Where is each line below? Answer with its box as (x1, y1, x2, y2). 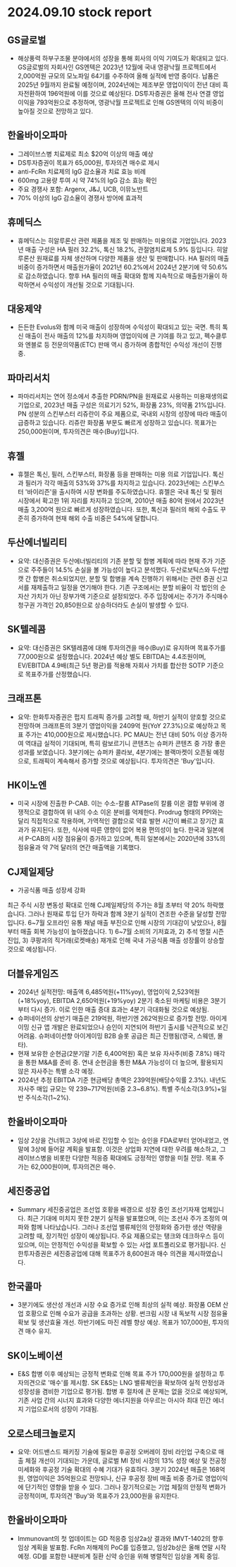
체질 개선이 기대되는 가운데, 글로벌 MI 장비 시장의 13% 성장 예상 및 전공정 (25, 1456, 227, 1465)
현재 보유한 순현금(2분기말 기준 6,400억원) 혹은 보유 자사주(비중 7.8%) (17, 1049, 213, 1057)
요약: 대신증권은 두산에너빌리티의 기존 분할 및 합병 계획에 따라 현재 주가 (17, 556, 213, 565)
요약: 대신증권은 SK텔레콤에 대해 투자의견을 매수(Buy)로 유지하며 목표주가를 (17, 643, 226, 652)
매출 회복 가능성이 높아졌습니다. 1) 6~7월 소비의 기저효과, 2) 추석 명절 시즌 (20, 928, 224, 936)
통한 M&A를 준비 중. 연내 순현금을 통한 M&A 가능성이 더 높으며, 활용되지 (25, 1058, 223, 1067)
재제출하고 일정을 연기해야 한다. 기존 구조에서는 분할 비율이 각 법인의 (30, 583, 219, 591)
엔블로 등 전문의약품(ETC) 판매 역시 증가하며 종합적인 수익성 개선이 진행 (25, 340, 223, 349)
